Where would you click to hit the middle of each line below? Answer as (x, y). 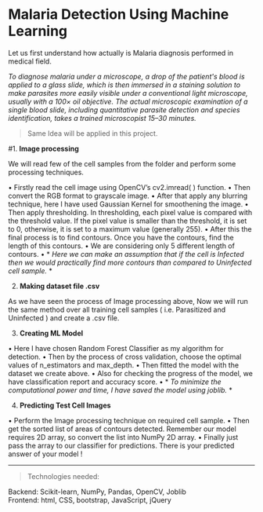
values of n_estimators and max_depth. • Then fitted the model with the (124, 365)
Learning (38, 31)
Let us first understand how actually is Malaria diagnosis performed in (121, 53)
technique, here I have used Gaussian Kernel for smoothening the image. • (128, 204)
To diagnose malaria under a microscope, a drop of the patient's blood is (126, 76)
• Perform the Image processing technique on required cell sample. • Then (129, 420)
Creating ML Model (51, 333)
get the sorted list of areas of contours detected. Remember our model (122, 429)
